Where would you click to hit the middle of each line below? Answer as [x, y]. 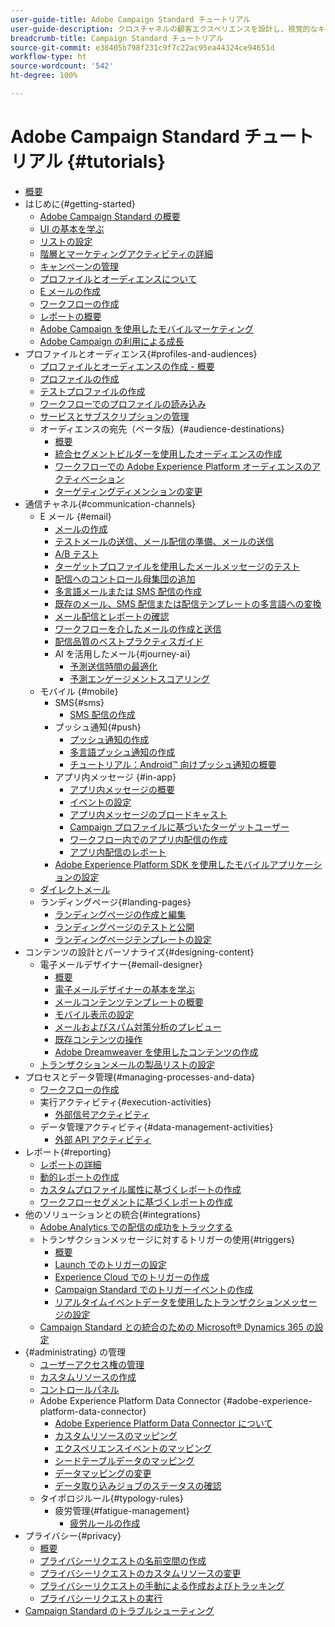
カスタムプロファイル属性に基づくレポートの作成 [140, 1189]
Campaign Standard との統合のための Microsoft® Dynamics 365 [171, 1327]
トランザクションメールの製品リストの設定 [127, 1064]
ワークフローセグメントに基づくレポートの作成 [136, 1202]
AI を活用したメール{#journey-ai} [123, 653]
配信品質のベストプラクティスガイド [129, 641]
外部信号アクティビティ [102, 1114]
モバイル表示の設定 [94, 1014]
